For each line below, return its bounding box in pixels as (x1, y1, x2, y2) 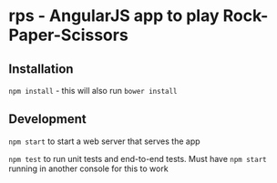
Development (8, 111, 87, 127)
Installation (8, 61, 74, 76)
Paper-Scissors (8, 25, 128, 46)
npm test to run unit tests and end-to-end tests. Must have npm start (8, 153, 267, 164)
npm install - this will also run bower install (8, 86, 179, 96)
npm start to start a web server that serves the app (8, 136, 201, 147)
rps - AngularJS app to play (8, 5, 220, 26)
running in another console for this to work (8, 163, 169, 174)
